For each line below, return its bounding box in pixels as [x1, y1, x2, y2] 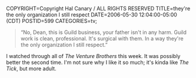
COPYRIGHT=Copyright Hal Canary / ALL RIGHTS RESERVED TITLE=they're [6, 5, 191, 12]
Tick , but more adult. [6, 65, 57, 72]
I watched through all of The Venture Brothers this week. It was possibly [6, 53, 181, 59]
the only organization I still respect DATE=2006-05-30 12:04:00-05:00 [6, 11, 178, 18]
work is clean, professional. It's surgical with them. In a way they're [20, 35, 184, 42]
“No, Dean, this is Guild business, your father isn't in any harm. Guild [20, 29, 187, 36]
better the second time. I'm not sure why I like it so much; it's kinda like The [6, 59, 190, 66]
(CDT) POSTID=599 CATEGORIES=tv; [6, 18, 97, 24]
